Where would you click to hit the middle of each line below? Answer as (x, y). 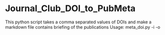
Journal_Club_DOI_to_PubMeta (70, 9)
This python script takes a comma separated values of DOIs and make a (78, 22)
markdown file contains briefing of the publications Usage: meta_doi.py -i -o (83, 27)
